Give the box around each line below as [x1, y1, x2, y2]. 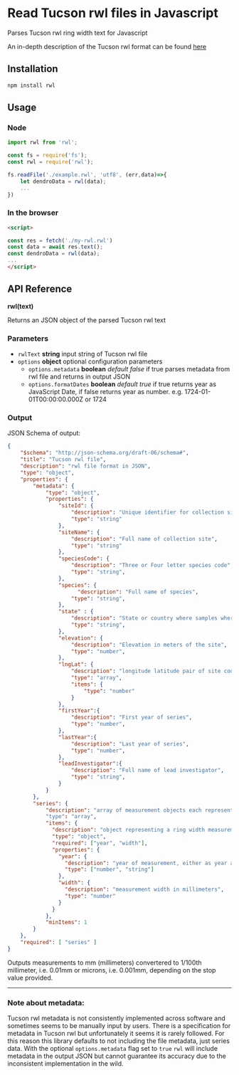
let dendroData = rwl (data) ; [20, 178, 107, 185]
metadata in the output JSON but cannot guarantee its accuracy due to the [7, 1052, 226, 1061]
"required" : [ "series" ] [20, 939, 97, 946]
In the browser [7, 208, 59, 218]
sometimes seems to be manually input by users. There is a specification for [7, 1022, 231, 1030]
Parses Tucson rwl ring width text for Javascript [7, 28, 148, 37]
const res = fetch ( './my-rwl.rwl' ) [7, 237, 113, 244]
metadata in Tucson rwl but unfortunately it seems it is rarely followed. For [7, 1029, 225, 1038]
